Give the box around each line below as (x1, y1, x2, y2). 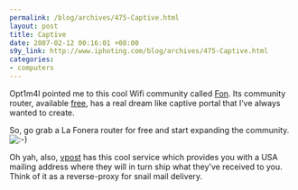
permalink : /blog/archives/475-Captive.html (9, 13, 180, 23)
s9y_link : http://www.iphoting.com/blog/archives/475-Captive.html (9, 47, 269, 56)
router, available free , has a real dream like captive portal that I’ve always (9, 97, 281, 108)
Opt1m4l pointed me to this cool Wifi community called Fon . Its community (9, 87, 286, 99)
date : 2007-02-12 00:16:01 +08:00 (9, 38, 140, 48)
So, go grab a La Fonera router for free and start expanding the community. (9, 124, 290, 135)
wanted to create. (9, 107, 75, 118)
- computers (9, 64, 54, 73)
